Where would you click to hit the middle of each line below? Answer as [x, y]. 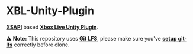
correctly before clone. [42, 45]
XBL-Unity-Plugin [50, 11]
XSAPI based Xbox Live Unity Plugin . [52, 27]
